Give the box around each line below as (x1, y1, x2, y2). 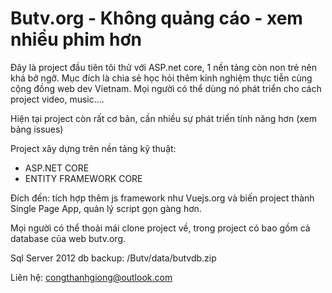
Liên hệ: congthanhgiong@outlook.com (10, 271, 173, 283)
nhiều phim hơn (10, 28, 143, 51)
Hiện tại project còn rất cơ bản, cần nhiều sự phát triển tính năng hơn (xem (10, 112, 318, 124)
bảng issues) (10, 123, 64, 135)
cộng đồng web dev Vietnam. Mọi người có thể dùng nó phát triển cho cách (10, 82, 322, 94)
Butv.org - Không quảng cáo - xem (10, 7, 303, 30)
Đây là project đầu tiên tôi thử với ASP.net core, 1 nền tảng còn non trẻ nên (10, 61, 318, 73)
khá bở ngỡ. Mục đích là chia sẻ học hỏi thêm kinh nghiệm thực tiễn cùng (10, 72, 313, 84)
